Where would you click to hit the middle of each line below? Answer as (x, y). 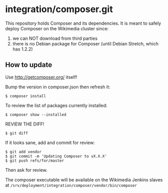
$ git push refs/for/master (35, 160)
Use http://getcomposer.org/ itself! (41, 77)
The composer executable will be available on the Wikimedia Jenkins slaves (84, 179)
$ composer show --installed (36, 114)
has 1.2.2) (23, 49)
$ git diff (17, 133)
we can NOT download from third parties (55, 38)
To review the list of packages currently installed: (56, 105)
